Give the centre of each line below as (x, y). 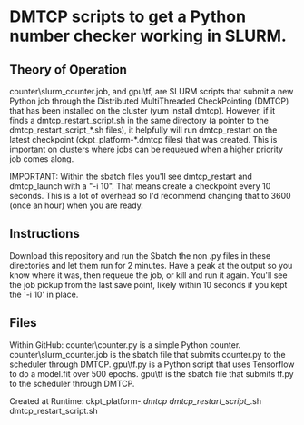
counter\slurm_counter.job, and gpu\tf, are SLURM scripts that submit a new (152, 91)
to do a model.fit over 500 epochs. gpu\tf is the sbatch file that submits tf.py (152, 373)
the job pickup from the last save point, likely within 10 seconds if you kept (148, 284)
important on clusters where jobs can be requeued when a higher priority (147, 149)
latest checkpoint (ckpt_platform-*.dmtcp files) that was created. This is (143, 139)
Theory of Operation (68, 69)
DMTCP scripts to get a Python (128, 17)
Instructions (44, 234)
